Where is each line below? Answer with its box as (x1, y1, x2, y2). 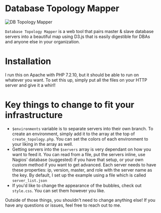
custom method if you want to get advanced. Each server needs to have (12, 161, 157, 168)
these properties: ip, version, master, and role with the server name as (12, 167, 152, 173)
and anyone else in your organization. (5, 38, 80, 44)
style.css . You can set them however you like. (12, 188, 105, 194)
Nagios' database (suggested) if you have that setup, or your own (12, 157, 144, 162)
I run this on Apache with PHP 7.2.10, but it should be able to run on (5, 71, 139, 78)
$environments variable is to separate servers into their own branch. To (12, 125, 154, 131)
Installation (5, 56, 51, 67)
